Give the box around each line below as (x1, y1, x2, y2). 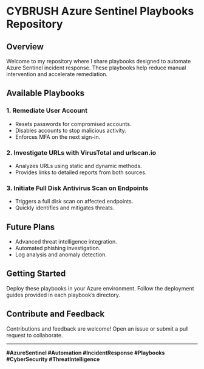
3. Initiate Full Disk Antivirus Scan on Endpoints (6, 184, 149, 192)
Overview (6, 41, 44, 52)
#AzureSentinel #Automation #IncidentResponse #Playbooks (6, 349, 165, 356)
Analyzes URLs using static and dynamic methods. (15, 162, 142, 169)
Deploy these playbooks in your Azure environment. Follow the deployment (6, 284, 194, 292)
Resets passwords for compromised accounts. (15, 120, 132, 127)
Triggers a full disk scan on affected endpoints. (15, 198, 134, 205)
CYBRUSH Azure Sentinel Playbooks (6, 4, 194, 18)
